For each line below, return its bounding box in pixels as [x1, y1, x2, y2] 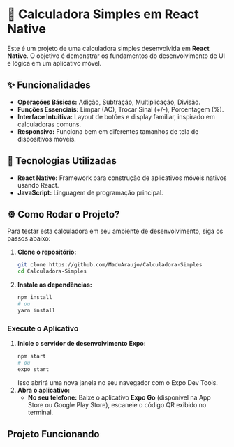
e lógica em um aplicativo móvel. [7, 59, 102, 67]
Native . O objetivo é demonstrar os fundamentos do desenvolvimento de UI [7, 52, 226, 60]
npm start [17, 353, 47, 360]
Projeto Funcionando [7, 428, 100, 440]
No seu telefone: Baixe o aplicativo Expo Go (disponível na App [27, 393, 211, 402]
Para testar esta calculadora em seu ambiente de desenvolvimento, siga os [7, 227, 224, 236]
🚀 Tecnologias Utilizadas [7, 155, 117, 167]
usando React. [17, 181, 59, 189]
